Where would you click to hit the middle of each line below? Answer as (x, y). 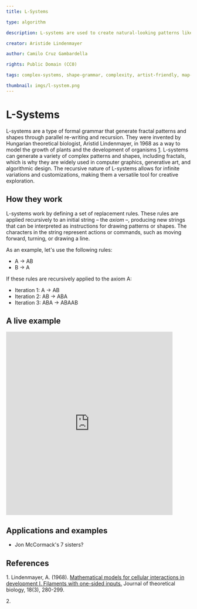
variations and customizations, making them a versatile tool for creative (92, 174)
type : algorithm (26, 22)
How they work (34, 199)
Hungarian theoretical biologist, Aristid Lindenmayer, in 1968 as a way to (93, 143)
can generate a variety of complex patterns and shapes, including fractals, (96, 155)
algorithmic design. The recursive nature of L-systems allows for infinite (93, 168)
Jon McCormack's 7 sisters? (49, 545)
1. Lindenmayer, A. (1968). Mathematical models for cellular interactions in (95, 577)
